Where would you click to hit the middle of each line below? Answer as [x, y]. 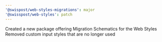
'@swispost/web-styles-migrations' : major [50, 10]
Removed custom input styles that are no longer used [60, 34]
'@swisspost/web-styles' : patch [39, 14]
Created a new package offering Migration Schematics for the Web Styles [81, 28]
